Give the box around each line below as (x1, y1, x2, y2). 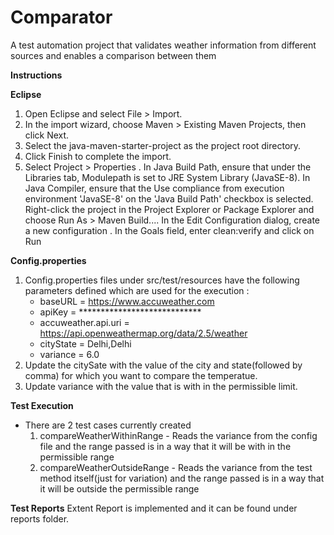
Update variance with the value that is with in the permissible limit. (24, 380, 298, 392)
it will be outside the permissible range (39, 482, 200, 495)
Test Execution (10, 399, 74, 411)
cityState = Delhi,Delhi (39, 337, 132, 350)
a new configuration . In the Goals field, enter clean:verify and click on (24, 224, 315, 236)
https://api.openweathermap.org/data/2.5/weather (39, 327, 248, 339)
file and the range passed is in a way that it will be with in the (39, 440, 292, 452)
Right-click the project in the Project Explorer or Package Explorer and (24, 203, 315, 215)
